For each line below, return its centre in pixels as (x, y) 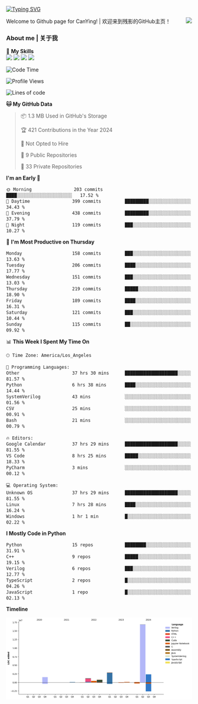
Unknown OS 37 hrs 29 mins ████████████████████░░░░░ (99, 493)
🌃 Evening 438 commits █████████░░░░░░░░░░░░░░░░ (99, 213)
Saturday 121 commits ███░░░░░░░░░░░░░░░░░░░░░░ (99, 313)
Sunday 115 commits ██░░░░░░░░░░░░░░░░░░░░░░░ (99, 325)
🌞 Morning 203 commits (55, 190)
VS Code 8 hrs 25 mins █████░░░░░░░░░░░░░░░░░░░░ (99, 456)
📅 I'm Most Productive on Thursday (50, 242)
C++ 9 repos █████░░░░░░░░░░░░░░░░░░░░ (99, 557)
